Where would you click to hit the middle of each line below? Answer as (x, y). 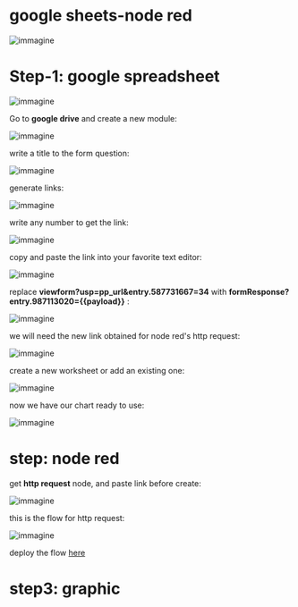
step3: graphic (65, 589)
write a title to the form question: (69, 153)
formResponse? (259, 291)
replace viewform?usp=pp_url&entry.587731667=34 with (118, 291)
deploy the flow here (47, 552)
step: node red (64, 459)
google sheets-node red (101, 16)
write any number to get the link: (69, 222)
